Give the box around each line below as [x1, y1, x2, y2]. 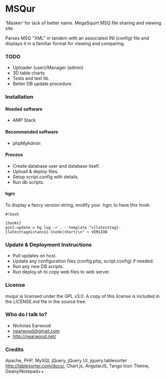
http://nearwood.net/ [12, 333, 57, 339]
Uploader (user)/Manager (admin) [12, 64, 84, 71]
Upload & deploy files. [12, 168, 59, 174]
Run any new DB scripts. [12, 263, 64, 270]
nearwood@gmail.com [12, 328, 60, 334]
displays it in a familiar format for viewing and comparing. [5, 40, 125, 46]
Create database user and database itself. [12, 163, 100, 169]
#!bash [5, 211, 19, 217]
